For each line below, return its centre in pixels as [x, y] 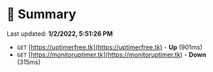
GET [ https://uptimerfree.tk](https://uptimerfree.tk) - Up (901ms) [110, 47]
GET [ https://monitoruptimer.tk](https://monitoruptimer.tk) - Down [111, 55]
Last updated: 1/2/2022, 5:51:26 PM [60, 34]
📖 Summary [41, 14]
